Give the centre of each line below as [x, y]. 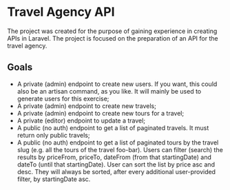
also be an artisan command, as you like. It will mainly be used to [109, 91]
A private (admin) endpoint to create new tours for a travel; [101, 113]
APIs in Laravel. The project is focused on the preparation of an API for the [113, 38]
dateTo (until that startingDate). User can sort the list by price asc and [116, 164]
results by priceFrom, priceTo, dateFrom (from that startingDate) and [114, 157]
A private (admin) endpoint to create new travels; [86, 106]
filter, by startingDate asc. [54, 179]
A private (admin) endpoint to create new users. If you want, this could [117, 84]
